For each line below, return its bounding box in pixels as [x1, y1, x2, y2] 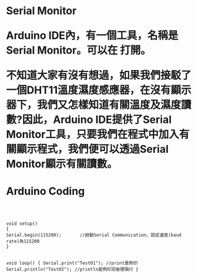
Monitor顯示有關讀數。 [6, 158, 118, 171]
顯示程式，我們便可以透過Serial [16, 143, 169, 156]
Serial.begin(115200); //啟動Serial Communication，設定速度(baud [6, 232, 182, 238]
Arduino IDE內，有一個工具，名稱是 [6, 29, 179, 42]
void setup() [6, 221, 38, 227]
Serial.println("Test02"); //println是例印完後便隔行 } [6, 267, 139, 273]
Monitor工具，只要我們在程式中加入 [6, 128, 179, 141]
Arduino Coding [6, 185, 85, 198]
